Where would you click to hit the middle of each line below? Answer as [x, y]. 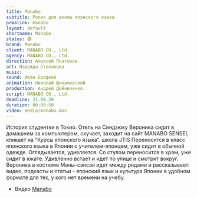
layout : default [26, 28]
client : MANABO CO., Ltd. [38, 50]
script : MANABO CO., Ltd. [38, 94]
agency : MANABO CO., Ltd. [38, 56]
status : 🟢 [19, 39]
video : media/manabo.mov [37, 111]
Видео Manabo [33, 189]
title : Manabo [24, 12]
